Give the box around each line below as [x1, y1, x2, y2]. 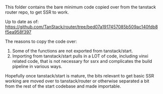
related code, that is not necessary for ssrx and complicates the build [12, 58, 153, 64]
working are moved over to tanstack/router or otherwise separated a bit [5, 78, 149, 84]
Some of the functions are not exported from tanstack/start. [12, 48, 133, 54]
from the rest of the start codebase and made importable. [5, 83, 121, 89]
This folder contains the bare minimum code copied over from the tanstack [5, 4, 156, 10]
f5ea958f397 [5, 29, 32, 35]
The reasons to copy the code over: [5, 38, 77, 44]
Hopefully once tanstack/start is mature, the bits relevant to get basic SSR [5, 73, 154, 78]
